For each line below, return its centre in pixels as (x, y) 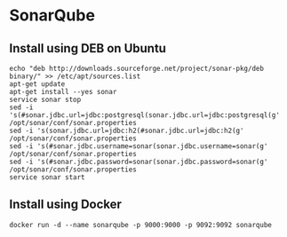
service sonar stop (45, 99)
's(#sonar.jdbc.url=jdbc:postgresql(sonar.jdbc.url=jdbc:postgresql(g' (144, 115)
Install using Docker (66, 205)
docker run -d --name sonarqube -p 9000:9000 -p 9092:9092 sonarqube (141, 225)
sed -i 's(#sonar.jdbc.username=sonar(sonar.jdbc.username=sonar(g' (139, 146)
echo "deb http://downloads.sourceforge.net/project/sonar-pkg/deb (137, 68)
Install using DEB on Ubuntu (88, 48)
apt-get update (37, 84)
